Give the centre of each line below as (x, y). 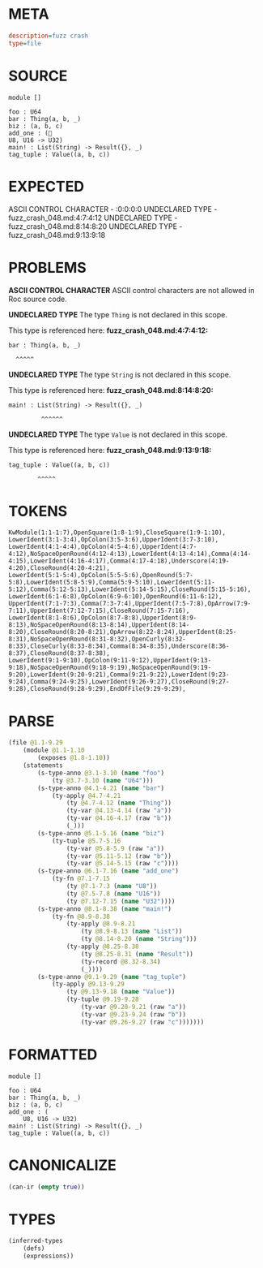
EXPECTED (47, 186)
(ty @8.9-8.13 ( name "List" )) (131, 932)
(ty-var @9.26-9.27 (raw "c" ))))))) (142, 1022)
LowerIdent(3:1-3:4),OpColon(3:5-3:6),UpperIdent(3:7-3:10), (114, 540)
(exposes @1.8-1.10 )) (74, 758)
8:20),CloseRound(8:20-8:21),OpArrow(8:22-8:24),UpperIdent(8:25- (123, 632)
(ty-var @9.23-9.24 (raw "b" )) (133, 1014)
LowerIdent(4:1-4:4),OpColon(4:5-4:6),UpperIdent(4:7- (103, 547)
